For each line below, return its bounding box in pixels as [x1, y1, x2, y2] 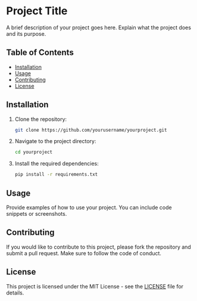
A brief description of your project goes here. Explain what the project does [6, 24, 192, 31]
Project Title [6, 4, 68, 18]
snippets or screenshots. [6, 210, 67, 217]
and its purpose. [6, 30, 46, 37]
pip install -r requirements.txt [14, 172, 98, 178]
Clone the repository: [14, 115, 67, 123]
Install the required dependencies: [14, 160, 99, 167]
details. [6, 289, 24, 296]
